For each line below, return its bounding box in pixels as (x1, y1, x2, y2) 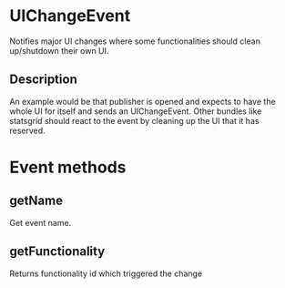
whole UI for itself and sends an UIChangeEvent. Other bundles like (9, 106, 262, 117)
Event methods (9, 157, 127, 178)
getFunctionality (9, 243, 106, 260)
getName (9, 193, 64, 209)
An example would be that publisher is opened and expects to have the (9, 96, 276, 107)
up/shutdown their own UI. (9, 45, 109, 56)
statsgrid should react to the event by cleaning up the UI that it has (9, 115, 260, 126)
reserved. (9, 125, 46, 136)
